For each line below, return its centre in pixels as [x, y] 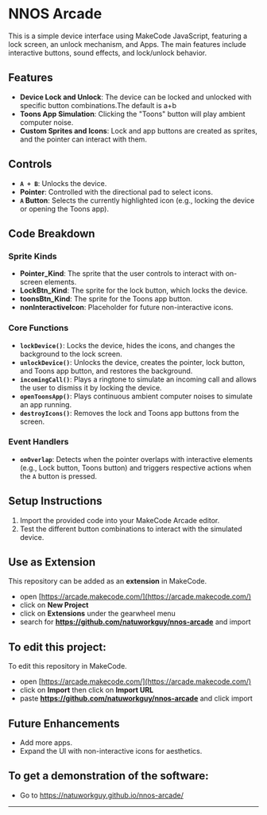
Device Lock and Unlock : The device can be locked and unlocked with [135, 97]
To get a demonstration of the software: [108, 776]
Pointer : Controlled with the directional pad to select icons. [116, 192]
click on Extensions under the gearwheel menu [98, 614]
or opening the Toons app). [64, 208]
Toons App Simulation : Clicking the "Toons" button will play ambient [132, 114]
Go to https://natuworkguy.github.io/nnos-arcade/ [102, 795]
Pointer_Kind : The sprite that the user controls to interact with [122, 274]
